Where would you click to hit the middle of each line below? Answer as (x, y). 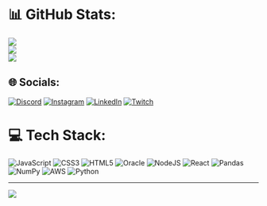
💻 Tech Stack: (57, 135)
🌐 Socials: (34, 82)
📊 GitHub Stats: (62, 15)
